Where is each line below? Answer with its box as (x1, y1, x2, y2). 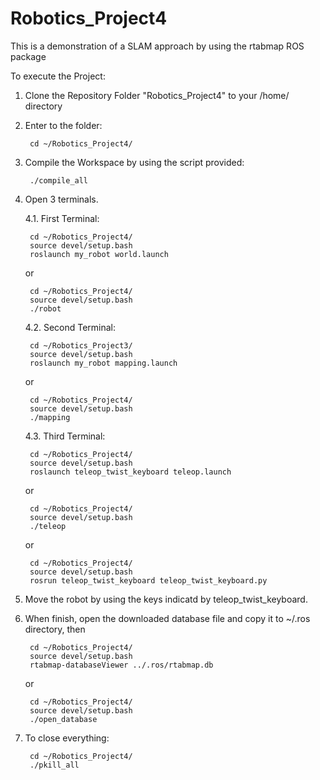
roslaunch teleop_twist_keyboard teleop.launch (29, 467, 232, 477)
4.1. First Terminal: (24, 212, 100, 224)
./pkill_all (29, 760, 80, 770)
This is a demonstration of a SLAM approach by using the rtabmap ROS (10, 40, 305, 52)
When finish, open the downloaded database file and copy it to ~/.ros (24, 612, 311, 624)
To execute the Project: (10, 70, 106, 82)
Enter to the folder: (24, 119, 103, 131)
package (10, 50, 47, 62)
